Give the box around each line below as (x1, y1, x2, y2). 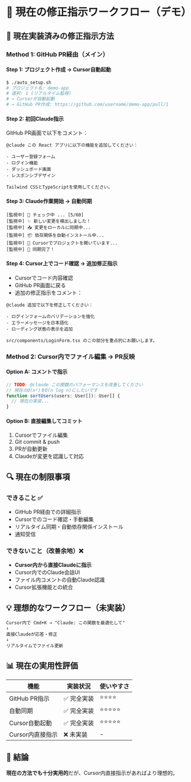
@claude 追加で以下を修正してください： (6, 302, 93, 308)
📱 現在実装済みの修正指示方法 (6, 31, 114, 41)
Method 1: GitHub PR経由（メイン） (6, 50, 109, 58)
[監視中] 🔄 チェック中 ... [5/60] (6, 212, 84, 218)
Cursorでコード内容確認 (14, 274, 73, 281)
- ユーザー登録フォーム (6, 154, 56, 160)
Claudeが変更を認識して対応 (14, 453, 84, 460)
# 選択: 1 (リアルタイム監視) (6, 90, 72, 97)
